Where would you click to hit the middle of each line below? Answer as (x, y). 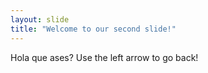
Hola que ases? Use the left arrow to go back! (104, 57)
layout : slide (40, 19)
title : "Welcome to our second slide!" (93, 29)
